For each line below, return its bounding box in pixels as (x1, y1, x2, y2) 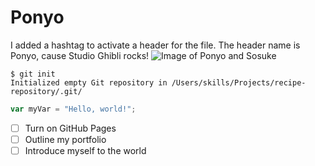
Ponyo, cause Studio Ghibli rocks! (10, 49, 150, 61)
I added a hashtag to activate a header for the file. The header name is (10, 39, 301, 51)
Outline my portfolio (24, 133, 107, 145)
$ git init (10, 69, 56, 79)
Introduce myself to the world (24, 144, 147, 156)
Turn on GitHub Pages (24, 122, 117, 134)
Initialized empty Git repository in (10, 77, 168, 88)
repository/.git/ (10, 86, 83, 96)
